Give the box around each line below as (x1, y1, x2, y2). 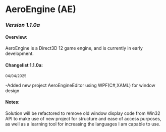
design (5, 87, 20, 94)
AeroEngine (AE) (5, 4, 77, 15)
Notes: (5, 99, 20, 105)
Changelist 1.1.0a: (5, 62, 43, 68)
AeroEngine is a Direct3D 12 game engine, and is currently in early (5, 45, 143, 51)
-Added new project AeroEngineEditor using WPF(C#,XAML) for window (5, 82, 155, 88)
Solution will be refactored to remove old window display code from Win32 (5, 110, 160, 116)
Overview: (5, 34, 28, 40)
